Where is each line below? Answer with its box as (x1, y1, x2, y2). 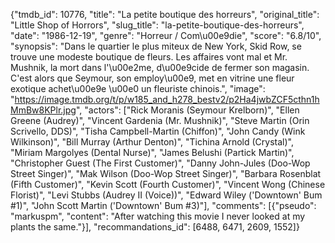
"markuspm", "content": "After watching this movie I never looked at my (10, 210, 306, 222)
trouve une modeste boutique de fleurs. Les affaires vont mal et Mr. (10, 51, 288, 63)
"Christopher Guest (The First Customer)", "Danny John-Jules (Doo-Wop (10, 157, 311, 169)
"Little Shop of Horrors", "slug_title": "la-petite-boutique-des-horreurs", (10, 19, 305, 31)
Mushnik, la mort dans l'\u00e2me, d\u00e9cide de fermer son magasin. (10, 62, 310, 73)
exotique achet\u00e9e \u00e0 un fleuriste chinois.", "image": (10, 83, 266, 94)
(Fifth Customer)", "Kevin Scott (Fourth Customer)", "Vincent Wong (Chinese (10, 179, 326, 190)
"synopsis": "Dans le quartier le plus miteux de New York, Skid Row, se (10, 40, 302, 52)
